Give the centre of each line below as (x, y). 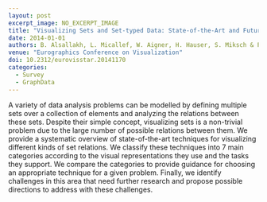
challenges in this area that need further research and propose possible (126, 181)
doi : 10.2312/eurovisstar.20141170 (67, 60)
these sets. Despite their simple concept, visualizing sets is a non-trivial (126, 122)
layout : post (30, 16)
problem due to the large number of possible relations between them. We (128, 130)
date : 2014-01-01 (37, 38)
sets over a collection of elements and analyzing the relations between (124, 113)
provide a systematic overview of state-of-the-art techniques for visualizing (132, 138)
